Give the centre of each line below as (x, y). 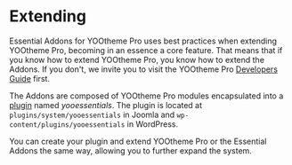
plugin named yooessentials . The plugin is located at (106, 105)
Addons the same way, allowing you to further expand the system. (130, 150)
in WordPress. (153, 124)
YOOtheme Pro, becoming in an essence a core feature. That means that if (146, 50)
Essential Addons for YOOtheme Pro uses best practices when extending (143, 41)
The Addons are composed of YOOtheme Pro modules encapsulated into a (146, 96)
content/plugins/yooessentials (67, 125)
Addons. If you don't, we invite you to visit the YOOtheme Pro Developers (144, 69)
